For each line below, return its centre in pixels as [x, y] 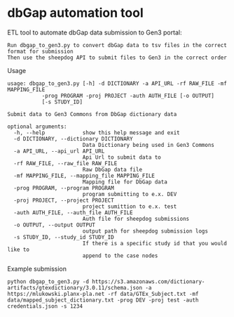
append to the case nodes [120, 255]
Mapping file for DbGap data [125, 182]
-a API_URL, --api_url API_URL [59, 151]
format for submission [40, 51]
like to [19, 250]
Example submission [37, 269]
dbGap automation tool [75, 13]
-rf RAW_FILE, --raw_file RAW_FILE [66, 163]
